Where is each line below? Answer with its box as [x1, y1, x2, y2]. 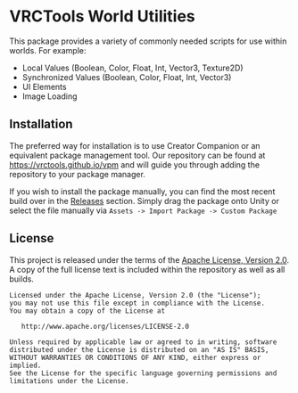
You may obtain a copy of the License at [9, 306, 166, 315]
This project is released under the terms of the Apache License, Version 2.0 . [9, 254, 290, 265]
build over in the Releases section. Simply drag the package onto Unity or [9, 195, 279, 206]
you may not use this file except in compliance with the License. [9, 299, 266, 307]
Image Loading [21, 91, 78, 102]
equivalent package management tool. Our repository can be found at [9, 150, 266, 160]
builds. [9, 274, 34, 284]
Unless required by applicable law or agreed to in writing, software [9, 337, 277, 347]
